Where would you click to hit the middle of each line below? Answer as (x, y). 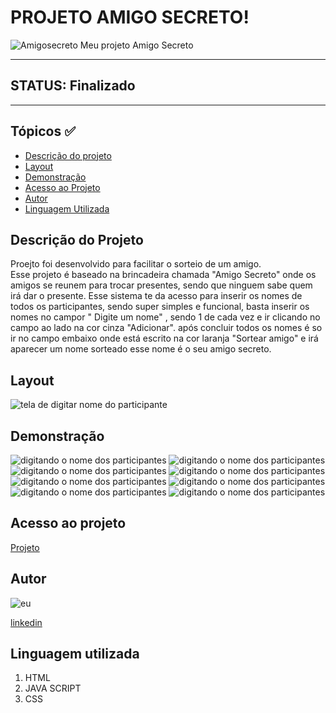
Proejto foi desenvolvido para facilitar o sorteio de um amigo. (136, 264)
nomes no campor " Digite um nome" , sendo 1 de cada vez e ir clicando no (165, 317)
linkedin (26, 622)
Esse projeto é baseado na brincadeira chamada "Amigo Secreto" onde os (163, 275)
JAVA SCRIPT (53, 688)
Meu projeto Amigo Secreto (136, 45)
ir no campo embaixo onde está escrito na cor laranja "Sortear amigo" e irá (164, 338)
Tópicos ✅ (43, 131)
